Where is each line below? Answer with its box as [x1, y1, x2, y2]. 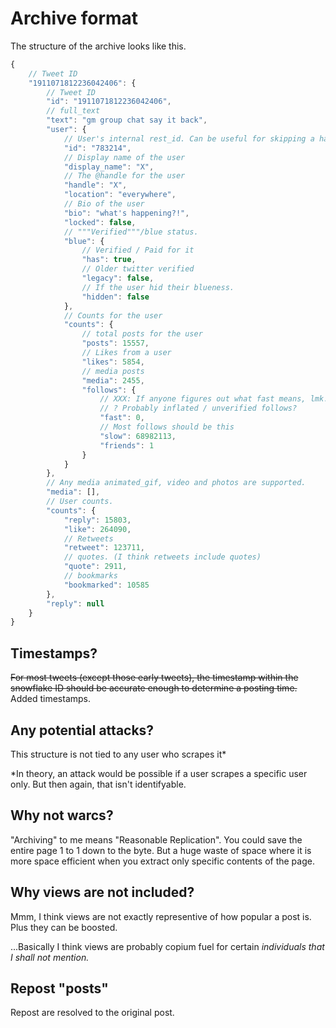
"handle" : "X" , [63, 180, 128, 191]
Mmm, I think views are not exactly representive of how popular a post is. [10, 910, 312, 922]
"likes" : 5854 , [81, 357, 145, 367]
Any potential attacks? [10, 722, 155, 739]
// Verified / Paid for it [81, 245, 195, 256]
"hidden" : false [81, 292, 150, 302]
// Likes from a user [81, 348, 172, 358]
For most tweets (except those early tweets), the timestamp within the [10, 672, 299, 684]
